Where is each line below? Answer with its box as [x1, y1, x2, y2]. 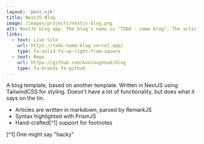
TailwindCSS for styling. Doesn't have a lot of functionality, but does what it [6, 88, 195, 96]
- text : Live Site [12, 37, 59, 43]
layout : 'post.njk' [6, 8, 56, 15]
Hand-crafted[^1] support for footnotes [15, 119, 113, 126]
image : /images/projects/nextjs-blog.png [6, 20, 113, 26]
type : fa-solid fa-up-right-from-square [17, 48, 121, 54]
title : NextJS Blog [6, 15, 56, 21]
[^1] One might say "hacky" [6, 131, 75, 138]
